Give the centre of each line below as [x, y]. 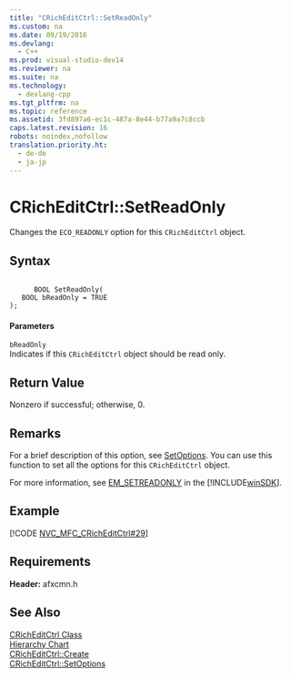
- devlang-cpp [44, 94]
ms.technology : [38, 86]
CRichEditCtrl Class [46, 634]
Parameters [32, 325]
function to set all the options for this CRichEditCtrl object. [120, 465]
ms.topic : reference [49, 111]
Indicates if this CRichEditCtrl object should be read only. [118, 354]
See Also [35, 613]
